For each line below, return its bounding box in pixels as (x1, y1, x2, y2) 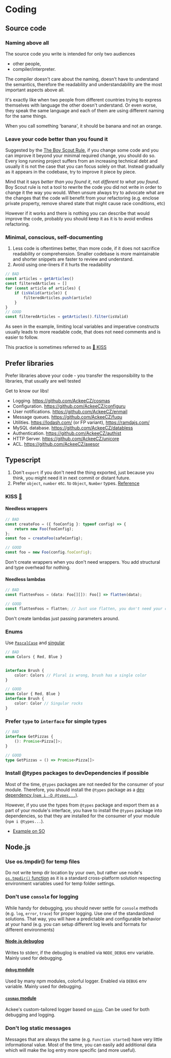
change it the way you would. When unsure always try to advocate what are (5, 190, 164, 196)
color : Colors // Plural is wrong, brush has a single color (14, 672, 147, 678)
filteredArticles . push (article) (23, 295, 93, 300)
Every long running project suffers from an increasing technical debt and (5, 158, 158, 164)
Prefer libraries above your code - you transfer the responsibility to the (5, 372, 154, 379)
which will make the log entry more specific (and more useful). (5, 1047, 136, 1053)
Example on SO (12, 828, 45, 834)
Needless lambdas (5, 576, 46, 582)
